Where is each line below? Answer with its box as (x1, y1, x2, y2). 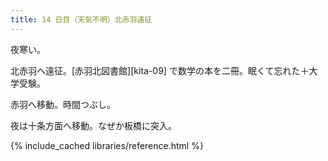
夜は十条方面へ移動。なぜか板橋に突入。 (10, 119, 177, 131)
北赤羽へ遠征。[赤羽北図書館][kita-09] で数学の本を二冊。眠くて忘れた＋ (10, 64, 310, 76)
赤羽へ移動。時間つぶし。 (10, 98, 116, 110)
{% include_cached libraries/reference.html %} (10, 139, 204, 151)
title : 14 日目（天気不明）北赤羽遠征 (10, 14, 153, 25)
